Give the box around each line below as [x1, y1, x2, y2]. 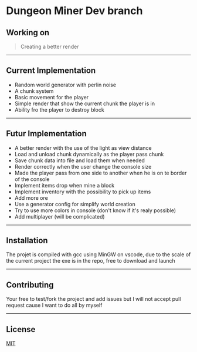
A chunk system [14, 87, 54, 95]
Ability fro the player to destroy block [14, 106, 104, 113]
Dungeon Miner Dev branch [6, 4, 143, 18]
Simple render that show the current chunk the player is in [14, 100, 155, 107]
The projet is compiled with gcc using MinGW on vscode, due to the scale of [6, 251, 191, 258]
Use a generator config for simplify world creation [14, 200, 136, 207]
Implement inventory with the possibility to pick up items [14, 188, 151, 195]
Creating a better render [20, 43, 79, 50]
